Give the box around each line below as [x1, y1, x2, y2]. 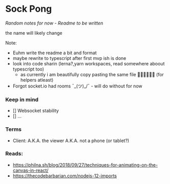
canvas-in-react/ [12, 167, 49, 173]
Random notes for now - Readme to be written [5, 20, 103, 26]
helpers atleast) [20, 77, 54, 83]
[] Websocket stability [12, 108, 59, 114]
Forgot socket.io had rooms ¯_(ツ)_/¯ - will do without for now [12, 83, 142, 89]
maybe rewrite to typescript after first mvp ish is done [12, 55, 126, 61]
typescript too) [12, 66, 45, 72]
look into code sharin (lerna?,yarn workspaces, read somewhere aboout [12, 60, 165, 66]
